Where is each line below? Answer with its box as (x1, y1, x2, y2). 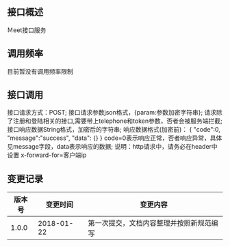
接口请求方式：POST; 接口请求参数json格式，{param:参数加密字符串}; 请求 (7, 108, 217, 117)
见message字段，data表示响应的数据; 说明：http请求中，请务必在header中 (7, 143, 218, 151)
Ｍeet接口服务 (7, 26, 47, 34)
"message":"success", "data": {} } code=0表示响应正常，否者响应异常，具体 (7, 134, 222, 142)
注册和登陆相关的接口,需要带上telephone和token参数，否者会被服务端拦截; (12, 117, 222, 125)
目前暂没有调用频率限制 (7, 67, 73, 75)
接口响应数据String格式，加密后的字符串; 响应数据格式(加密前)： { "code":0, (7, 126, 220, 134)
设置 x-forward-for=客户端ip (7, 151, 87, 159)
